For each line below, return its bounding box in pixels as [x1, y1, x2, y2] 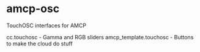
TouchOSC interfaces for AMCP [6, 22, 87, 29]
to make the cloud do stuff [6, 40, 73, 47]
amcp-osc [6, 2, 60, 16]
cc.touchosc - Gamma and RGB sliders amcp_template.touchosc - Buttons [6, 33, 194, 41]
